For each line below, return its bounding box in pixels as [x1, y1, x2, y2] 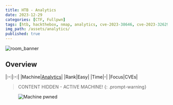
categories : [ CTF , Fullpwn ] [5, 17, 66, 22]
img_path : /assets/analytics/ [5, 27, 71, 32]
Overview [5, 60, 38, 69]
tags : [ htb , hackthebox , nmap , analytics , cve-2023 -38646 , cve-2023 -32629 [5, 22, 169, 27]
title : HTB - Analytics [5, 7, 57, 13]
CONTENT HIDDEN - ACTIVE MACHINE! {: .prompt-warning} [18, 83, 147, 90]
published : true [5, 31, 40, 36]
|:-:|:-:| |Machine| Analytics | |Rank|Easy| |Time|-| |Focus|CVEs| [5, 74, 138, 80]
